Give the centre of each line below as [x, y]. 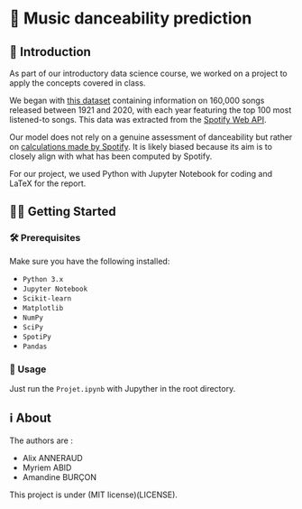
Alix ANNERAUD [52, 458]
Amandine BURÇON [59, 477]
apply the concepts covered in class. [78, 83]
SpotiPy [37, 337]
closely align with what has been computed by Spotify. [111, 156]
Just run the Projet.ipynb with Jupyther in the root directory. [123, 388]
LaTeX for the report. [48, 183]
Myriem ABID [47, 467]
